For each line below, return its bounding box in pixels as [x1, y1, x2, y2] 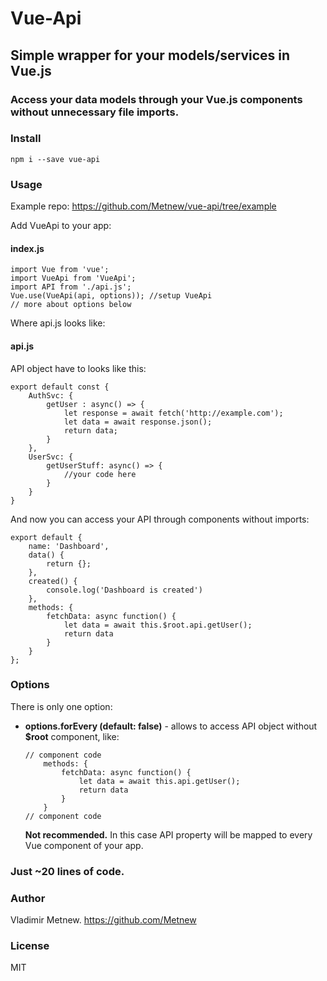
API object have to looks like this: [10, 362, 147, 374]
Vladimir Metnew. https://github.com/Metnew [10, 914, 197, 926]
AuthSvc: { [28, 390, 74, 401]
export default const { [10, 382, 110, 392]
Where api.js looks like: [10, 317, 106, 329]
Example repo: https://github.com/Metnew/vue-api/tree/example [10, 200, 277, 212]
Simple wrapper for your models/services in [10, 47, 291, 64]
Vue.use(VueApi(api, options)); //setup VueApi [10, 291, 213, 301]
